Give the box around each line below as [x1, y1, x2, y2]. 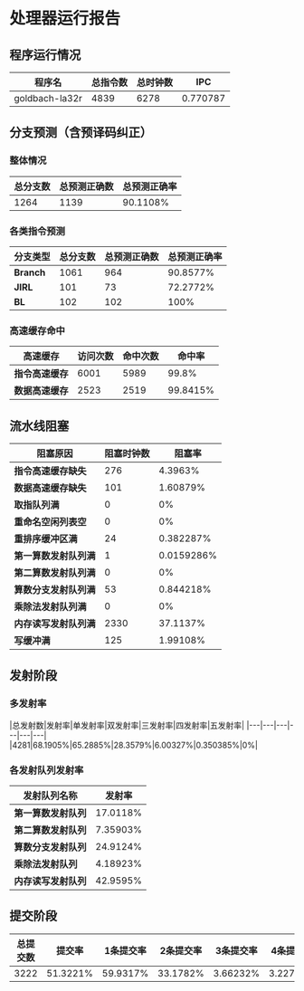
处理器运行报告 [9, 8, 121, 29]
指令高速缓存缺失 [14, 465, 88, 478]
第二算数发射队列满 [14, 567, 97, 579]
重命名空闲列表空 [14, 516, 88, 529]
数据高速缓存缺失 [14, 481, 88, 494]
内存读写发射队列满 [14, 617, 97, 630]
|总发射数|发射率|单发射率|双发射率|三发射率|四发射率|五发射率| [9, 719, 245, 730]
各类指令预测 [9, 224, 66, 237]
